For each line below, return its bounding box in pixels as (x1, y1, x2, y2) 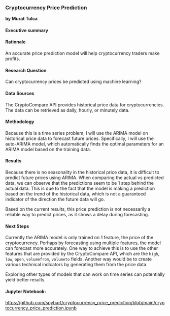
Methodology (5, 119, 35, 125)
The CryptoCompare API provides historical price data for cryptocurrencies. (5, 101, 164, 108)
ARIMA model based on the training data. (5, 146, 91, 152)
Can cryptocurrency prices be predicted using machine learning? (5, 78, 142, 85)
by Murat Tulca (5, 16, 38, 22)
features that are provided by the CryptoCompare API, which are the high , (5, 251, 160, 257)
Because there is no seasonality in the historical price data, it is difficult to (5, 169, 160, 175)
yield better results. (5, 277, 46, 283)
